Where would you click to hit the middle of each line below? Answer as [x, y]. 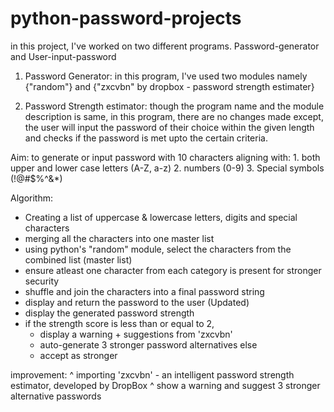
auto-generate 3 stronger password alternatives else [148, 344]
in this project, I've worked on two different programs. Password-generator [165, 46]
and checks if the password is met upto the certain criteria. [146, 138]
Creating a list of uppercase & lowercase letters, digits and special [161, 217]
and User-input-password [63, 56]
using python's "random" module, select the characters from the [158, 249]
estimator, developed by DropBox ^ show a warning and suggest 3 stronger [165, 385]
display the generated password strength [109, 313]
